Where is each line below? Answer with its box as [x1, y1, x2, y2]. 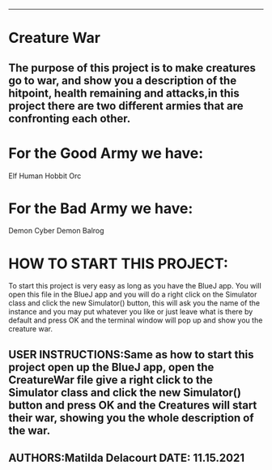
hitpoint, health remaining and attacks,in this [8, 86, 240, 100]
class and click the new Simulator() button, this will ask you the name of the [8, 298, 261, 308]
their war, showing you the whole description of [8, 411, 254, 425]
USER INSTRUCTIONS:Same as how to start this [8, 348, 254, 361]
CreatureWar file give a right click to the [8, 373, 213, 387]
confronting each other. [8, 111, 131, 126]
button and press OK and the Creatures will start [8, 398, 257, 412]
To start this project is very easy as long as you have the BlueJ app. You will [8, 281, 261, 291]
